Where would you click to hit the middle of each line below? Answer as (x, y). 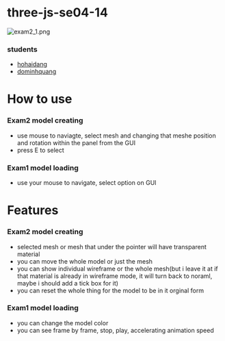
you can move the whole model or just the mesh (84, 261)
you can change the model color (63, 323)
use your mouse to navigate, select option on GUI (87, 183)
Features (33, 211)
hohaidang (32, 64)
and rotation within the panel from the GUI (76, 142)
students (22, 49)
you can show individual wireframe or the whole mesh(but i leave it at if (118, 268)
